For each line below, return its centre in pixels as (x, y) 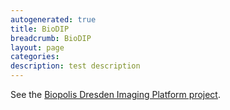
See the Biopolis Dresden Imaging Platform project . (115, 94)
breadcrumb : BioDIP (51, 38)
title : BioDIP (40, 29)
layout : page (37, 47)
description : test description (75, 66)
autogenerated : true (53, 19)
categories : (35, 57)
